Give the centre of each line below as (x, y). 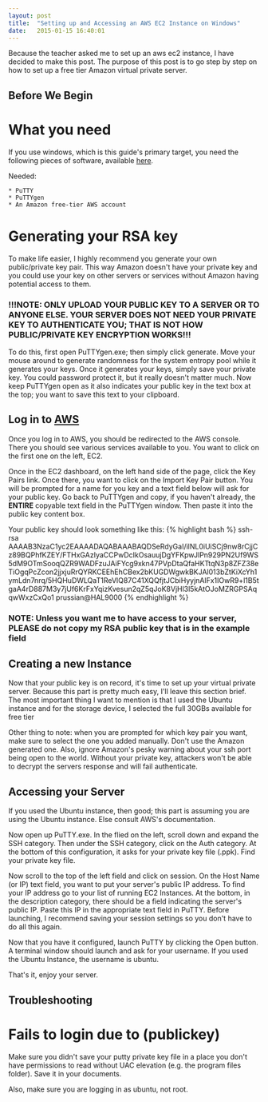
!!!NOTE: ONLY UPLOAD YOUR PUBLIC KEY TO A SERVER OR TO (134, 305)
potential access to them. (50, 284)
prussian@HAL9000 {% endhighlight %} (122, 597)
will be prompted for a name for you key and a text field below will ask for (129, 488)
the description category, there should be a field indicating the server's (125, 901)
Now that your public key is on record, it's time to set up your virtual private (132, 683)
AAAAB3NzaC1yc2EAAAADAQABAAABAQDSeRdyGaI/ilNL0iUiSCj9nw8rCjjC (133, 546)
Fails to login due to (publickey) (114, 1034)
